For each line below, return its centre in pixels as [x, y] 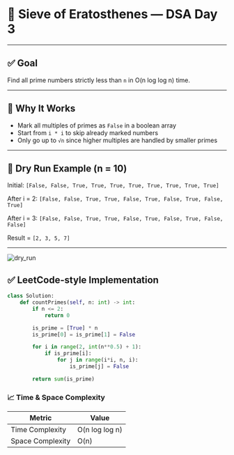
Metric [41, 418]
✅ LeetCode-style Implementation [83, 280]
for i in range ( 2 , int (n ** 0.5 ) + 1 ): [87, 347]
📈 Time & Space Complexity [56, 397]
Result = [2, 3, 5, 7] [39, 238]
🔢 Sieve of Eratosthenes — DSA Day [112, 14]
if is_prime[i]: [68, 354]
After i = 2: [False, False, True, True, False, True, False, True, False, [115, 199]
